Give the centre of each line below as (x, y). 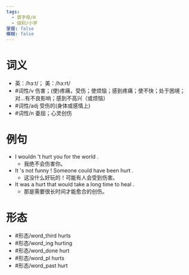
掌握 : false (20, 28)
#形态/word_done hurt (42, 250)
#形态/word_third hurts (43, 235)
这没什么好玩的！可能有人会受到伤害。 (71, 178)
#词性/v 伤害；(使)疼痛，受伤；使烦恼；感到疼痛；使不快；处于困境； (100, 91)
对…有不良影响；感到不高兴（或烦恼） (61, 98)
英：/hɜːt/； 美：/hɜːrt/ (42, 83)
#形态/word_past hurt (41, 265)
